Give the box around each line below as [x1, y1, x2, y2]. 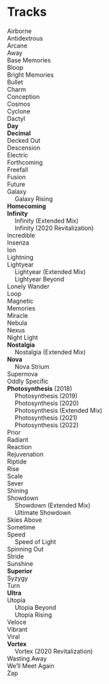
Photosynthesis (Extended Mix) [14, 406, 103, 414]
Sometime [7, 523, 36, 531]
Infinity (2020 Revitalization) [14, 224, 94, 232]
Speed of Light [14, 537, 57, 546]
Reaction [7, 442, 32, 451]
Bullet [7, 78, 23, 86]
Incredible [7, 231, 35, 239]
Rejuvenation [7, 450, 44, 458]
